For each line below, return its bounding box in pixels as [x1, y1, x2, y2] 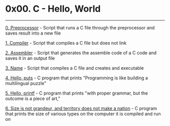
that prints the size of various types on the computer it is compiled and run [5, 110, 161, 117]
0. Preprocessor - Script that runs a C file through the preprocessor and [5, 24, 155, 30]
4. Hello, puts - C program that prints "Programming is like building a [5, 75, 148, 81]
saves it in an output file [5, 55, 55, 61]
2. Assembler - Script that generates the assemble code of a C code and [5, 49, 157, 56]
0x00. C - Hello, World [5, 3, 101, 15]
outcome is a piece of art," [5, 95, 61, 102]
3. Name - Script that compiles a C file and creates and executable [5, 65, 144, 71]
